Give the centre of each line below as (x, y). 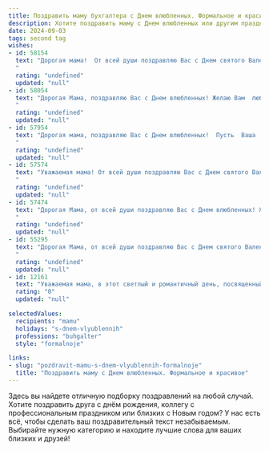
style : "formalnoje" (50, 343)
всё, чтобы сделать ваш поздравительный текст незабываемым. (119, 421)
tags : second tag (37, 38)
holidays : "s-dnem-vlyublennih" (70, 329)
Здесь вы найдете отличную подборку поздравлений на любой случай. (131, 396)
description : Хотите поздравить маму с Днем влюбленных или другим (123, 23)
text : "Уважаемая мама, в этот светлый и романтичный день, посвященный (139, 284)
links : (19, 358)
